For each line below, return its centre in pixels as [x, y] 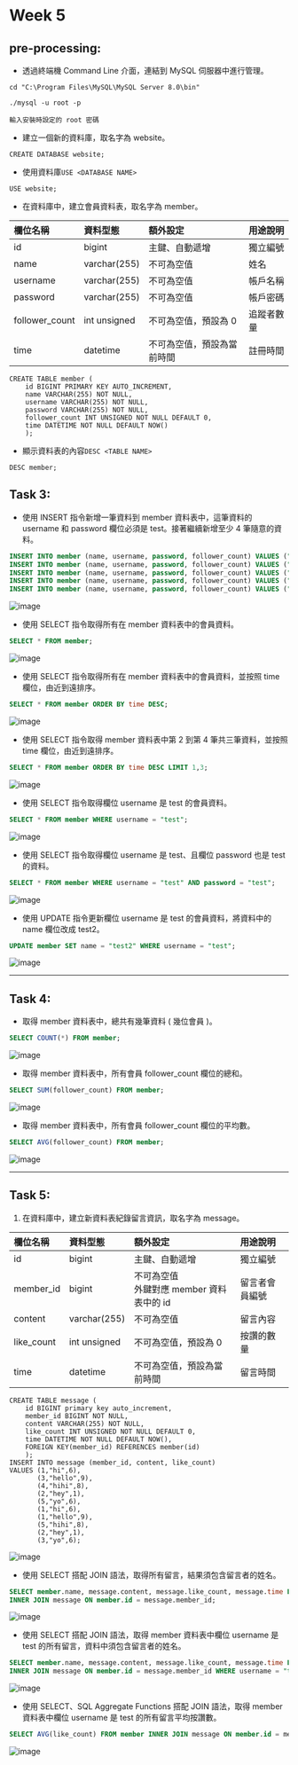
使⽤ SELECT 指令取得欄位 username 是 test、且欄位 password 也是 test [153, 855]
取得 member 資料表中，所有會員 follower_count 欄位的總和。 [134, 1073]
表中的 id [152, 1302]
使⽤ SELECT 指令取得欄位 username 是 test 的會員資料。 [127, 803]
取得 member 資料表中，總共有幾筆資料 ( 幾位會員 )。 [119, 1022]
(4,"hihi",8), [63, 1486]
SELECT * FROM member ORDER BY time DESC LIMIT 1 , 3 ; [109, 767]
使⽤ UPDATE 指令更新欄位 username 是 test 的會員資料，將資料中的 [147, 918]
